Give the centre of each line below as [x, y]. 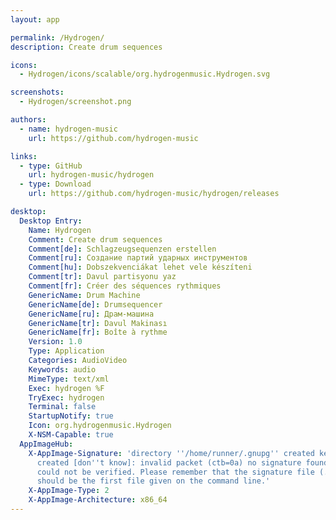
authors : [28, 120]
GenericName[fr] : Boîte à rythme [98, 332]
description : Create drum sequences [86, 47]
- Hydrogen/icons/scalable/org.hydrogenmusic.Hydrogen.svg [145, 74]
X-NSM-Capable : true [71, 435]
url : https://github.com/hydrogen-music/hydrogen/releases [154, 194]
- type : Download [55, 184]
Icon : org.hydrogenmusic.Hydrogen [100, 426]
